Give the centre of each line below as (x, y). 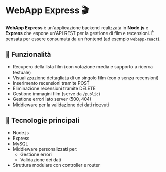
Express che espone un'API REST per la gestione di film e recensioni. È (80, 33)
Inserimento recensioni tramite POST (51, 83)
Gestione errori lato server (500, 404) (52, 99)
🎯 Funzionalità (28, 55)
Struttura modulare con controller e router (56, 165)
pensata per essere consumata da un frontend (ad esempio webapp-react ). (83, 39)
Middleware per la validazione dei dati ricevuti (61, 105)
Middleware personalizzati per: (45, 149)
